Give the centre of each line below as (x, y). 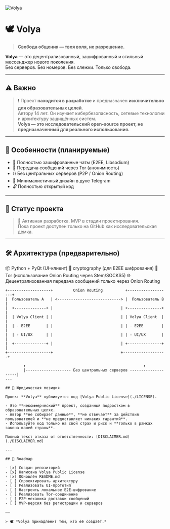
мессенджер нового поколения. (40, 62)
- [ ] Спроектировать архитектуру (42, 481)
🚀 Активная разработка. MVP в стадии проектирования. (78, 221)
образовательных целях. (30, 410)
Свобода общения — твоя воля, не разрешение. (71, 47)
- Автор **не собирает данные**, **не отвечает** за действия (72, 415)
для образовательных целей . (50, 108)
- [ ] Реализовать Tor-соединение (42, 495)
